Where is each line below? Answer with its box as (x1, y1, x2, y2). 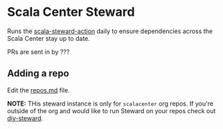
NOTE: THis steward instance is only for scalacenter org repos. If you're (7, 99, 213, 108)
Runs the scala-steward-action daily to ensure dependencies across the (7, 27, 213, 35)
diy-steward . (7, 114, 44, 122)
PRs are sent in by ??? (7, 48, 70, 56)
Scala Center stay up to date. (7, 34, 90, 42)
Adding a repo (7, 68, 69, 79)
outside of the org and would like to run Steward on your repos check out (7, 106, 216, 115)
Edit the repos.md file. (7, 86, 71, 94)
